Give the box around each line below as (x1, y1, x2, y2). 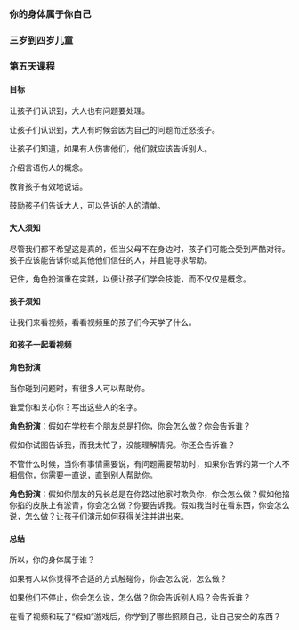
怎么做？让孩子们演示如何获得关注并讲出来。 (24, 511, 189, 522)
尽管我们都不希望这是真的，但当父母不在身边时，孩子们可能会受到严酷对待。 (9, 243, 290, 255)
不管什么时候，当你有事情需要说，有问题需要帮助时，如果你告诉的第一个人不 (9, 459, 290, 470)
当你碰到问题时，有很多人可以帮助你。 (9, 383, 149, 394)
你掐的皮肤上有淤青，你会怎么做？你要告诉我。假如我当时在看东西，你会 (9, 500, 274, 511)
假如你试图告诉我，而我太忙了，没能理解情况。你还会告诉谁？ (9, 439, 236, 451)
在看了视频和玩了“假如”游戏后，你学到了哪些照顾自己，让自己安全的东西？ (9, 611, 282, 622)
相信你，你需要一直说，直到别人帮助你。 (9, 470, 158, 480)
